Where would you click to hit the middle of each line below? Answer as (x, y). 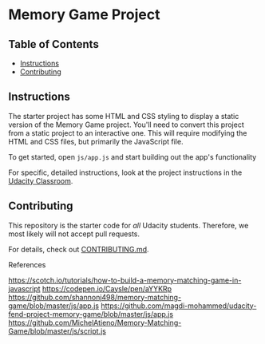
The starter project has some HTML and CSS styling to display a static (124, 116)
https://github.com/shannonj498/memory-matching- (95, 297)
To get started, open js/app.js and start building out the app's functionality (132, 156)
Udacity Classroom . (41, 180)
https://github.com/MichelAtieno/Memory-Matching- (95, 322)
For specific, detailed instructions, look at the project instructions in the (125, 172)
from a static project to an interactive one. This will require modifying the (128, 132)
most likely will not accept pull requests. (74, 234)
